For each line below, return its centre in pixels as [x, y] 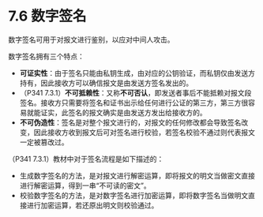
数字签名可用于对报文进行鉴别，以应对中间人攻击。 [91, 39]
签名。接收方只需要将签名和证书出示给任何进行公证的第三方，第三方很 [134, 103]
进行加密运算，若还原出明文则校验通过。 [92, 205]
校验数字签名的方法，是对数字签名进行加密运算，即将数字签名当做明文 [134, 195]
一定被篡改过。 [44, 142]
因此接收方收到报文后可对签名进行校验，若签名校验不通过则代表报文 [144, 132]
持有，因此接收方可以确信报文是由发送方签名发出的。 [106, 83]
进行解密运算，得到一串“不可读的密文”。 [85, 185]
